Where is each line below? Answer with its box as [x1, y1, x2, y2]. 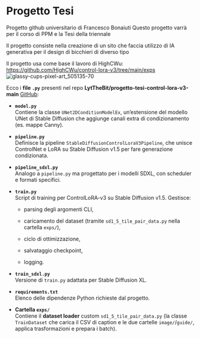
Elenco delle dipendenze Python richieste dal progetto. [14, 294, 150, 302]
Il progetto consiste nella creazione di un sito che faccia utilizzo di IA [6, 42, 175, 49]
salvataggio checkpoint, [23, 246, 83, 254]
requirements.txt [14, 289, 59, 295]
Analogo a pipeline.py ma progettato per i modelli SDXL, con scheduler [14, 169, 192, 177]
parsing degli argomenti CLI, [23, 205, 94, 213]
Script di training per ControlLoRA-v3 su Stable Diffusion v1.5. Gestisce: [14, 194, 191, 201]
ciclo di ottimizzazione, [23, 235, 81, 242]
